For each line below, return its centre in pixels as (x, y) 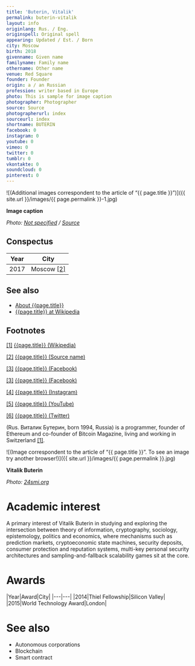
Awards (26, 580)
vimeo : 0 (17, 147)
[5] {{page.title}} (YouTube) (40, 404)
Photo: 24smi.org (28, 482)
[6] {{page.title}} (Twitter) (38, 415)
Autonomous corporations (47, 645)
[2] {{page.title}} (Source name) (46, 357)
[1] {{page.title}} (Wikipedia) (41, 345)
